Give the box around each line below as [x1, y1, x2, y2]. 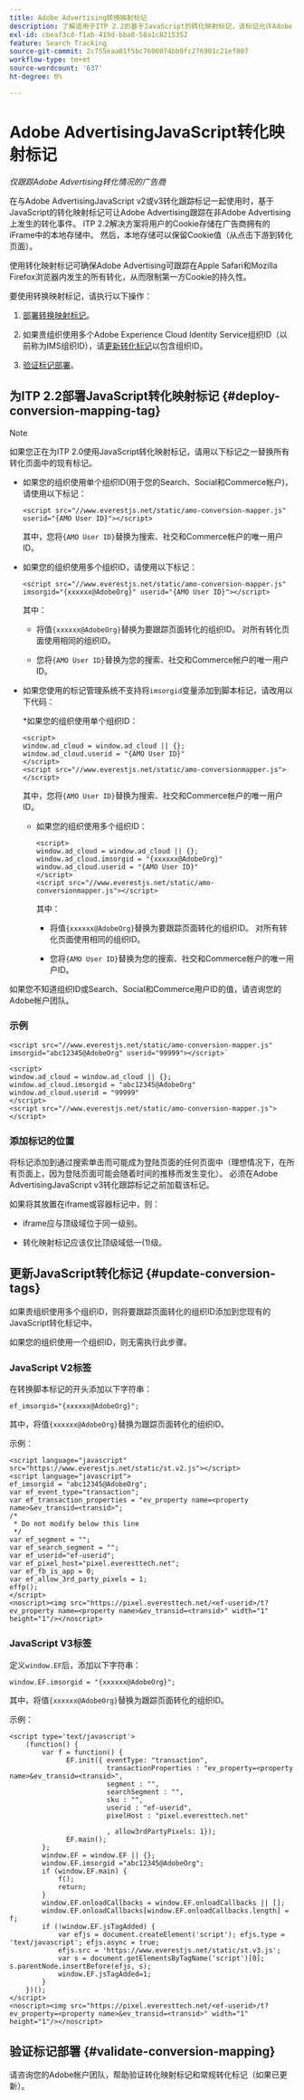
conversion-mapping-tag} [9, 404, 161, 419]
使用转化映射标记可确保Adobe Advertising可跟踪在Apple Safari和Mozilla [9, 260, 278, 271]
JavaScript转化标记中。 [9, 1317, 98, 1328]
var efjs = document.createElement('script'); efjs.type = [57, 1930, 285, 1939]
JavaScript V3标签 [9, 1637, 92, 1650]
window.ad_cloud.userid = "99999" [9, 1088, 140, 1097]
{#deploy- [221, 388, 280, 404]
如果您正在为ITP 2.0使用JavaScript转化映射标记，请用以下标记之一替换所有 [9, 445, 290, 457]
